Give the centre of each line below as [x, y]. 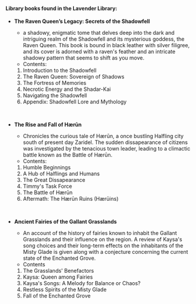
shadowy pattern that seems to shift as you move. [84, 58]
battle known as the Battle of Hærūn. [68, 155]
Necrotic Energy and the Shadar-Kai [67, 89]
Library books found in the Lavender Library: [61, 8]
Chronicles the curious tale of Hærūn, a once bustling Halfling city [103, 136]
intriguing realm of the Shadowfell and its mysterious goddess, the [104, 39]
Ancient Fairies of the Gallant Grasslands [66, 222]
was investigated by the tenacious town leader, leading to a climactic [107, 149]
